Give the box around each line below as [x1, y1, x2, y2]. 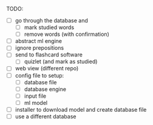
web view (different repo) [15, 65, 79, 72]
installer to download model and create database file [15, 106, 147, 113]
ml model [24, 99, 47, 106]
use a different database [15, 112, 76, 120]
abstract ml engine [15, 38, 63, 45]
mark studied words [24, 24, 75, 31]
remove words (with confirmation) [24, 30, 109, 38]
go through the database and [15, 17, 88, 24]
